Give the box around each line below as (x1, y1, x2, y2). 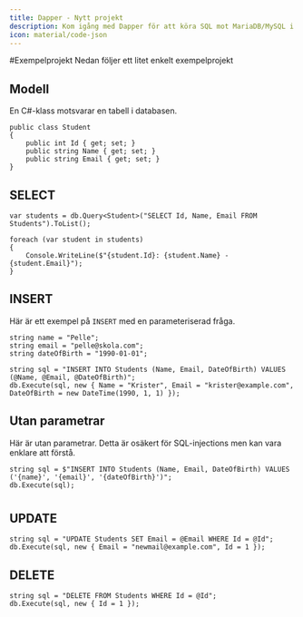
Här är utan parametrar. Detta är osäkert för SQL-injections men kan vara (9, 437, 282, 448)
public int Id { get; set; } (25, 139, 136, 148)
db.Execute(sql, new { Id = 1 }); (9, 600, 141, 609)
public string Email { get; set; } (25, 155, 161, 164)
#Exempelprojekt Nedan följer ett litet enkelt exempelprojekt (9, 55, 234, 66)
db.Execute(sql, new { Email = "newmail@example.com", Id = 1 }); (9, 543, 266, 552)
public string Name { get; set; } (25, 147, 156, 156)
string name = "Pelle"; (9, 333, 100, 342)
